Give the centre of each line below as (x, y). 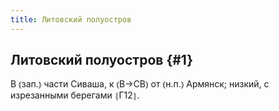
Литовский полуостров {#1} (102, 60)
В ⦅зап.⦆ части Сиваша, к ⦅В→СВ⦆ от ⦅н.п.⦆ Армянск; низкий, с (140, 84)
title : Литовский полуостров (71, 19)
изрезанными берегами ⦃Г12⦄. (75, 95)
